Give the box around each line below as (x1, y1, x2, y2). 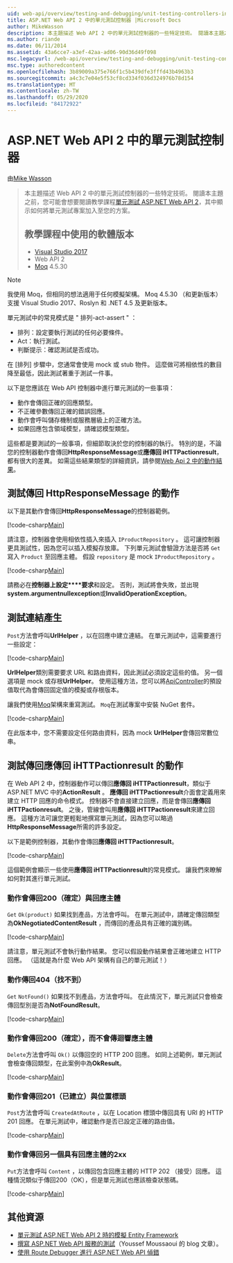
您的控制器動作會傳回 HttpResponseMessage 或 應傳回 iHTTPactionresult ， (7, 448, 223, 456)
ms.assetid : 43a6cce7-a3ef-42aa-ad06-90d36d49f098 (7, 49, 157, 56)
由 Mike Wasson (7, 174, 52, 183)
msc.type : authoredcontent (7, 62, 85, 69)
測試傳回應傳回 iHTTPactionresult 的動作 (7, 759, 184, 771)
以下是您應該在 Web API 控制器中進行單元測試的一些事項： (7, 383, 175, 392)
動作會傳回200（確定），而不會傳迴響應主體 (7, 1033, 153, 1043)
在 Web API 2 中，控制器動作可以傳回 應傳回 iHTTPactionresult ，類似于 (7, 779, 212, 788)
